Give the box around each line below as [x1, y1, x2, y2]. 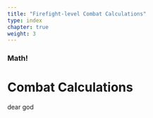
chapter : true [7, 23, 49, 30]
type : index [7, 17, 42, 24]
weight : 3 [7, 30, 37, 37]
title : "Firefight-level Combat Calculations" [7, 10, 147, 18]
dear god [7, 103, 34, 112]
